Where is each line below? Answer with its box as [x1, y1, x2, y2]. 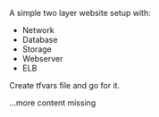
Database [21, 35, 58, 45]
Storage [21, 44, 52, 54]
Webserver [21, 54, 63, 63]
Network [21, 25, 55, 35]
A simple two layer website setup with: [9, 8, 151, 18]
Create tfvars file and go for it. [9, 80, 121, 90]
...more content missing [9, 97, 96, 108]
